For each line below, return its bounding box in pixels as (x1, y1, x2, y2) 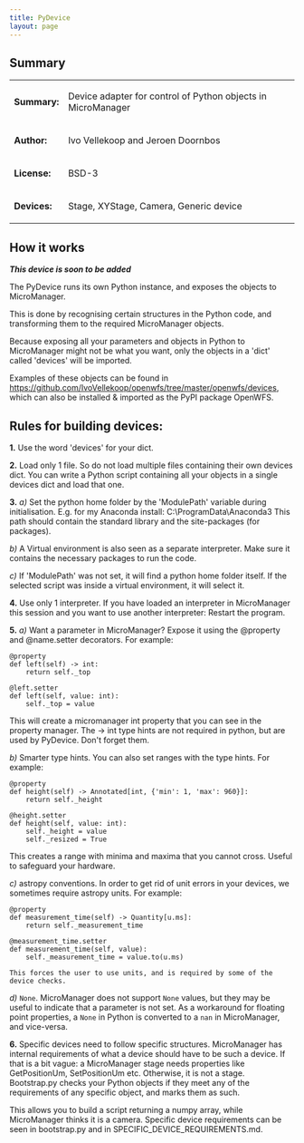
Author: (14, 134, 48, 147)
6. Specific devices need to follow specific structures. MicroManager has (9, 1039, 283, 1050)
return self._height (25, 795, 103, 804)
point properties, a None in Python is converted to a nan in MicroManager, (9, 1012, 280, 1022)
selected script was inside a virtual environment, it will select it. (9, 579, 245, 590)
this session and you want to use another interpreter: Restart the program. (9, 606, 286, 617)
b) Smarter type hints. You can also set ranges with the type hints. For (9, 751, 270, 762)
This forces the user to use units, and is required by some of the (9, 968, 273, 977)
